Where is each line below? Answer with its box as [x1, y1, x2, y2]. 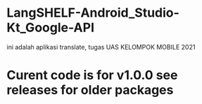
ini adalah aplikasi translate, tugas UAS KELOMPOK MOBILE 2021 [6, 43, 196, 51]
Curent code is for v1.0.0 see [6, 68, 178, 83]
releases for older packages [6, 82, 174, 98]
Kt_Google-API [6, 20, 94, 36]
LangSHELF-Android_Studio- [6, 5, 180, 21]
